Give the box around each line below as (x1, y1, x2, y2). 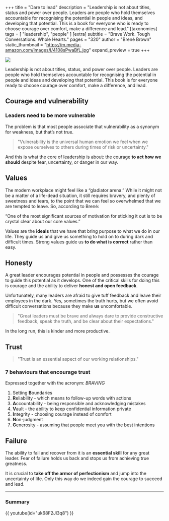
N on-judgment (12, 417, 43, 423)
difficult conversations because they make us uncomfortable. (5, 303, 132, 309)
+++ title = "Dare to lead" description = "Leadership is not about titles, (5, 5, 151, 10)
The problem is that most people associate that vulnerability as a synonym (5, 123, 159, 129)
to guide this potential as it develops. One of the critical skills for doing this (5, 277, 160, 284)
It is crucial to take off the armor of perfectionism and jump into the (5, 471, 147, 477)
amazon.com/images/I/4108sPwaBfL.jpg (5, 47, 89, 53)
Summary (5, 498, 30, 505)
